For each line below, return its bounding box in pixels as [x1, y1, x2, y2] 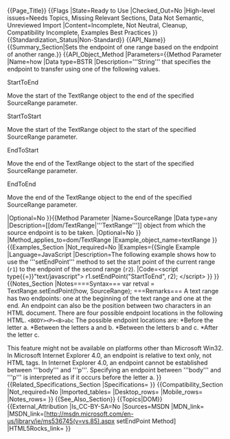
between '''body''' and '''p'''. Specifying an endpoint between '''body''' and [7, 366, 221, 374]
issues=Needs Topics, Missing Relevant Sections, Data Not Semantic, [7, 14, 204, 22]
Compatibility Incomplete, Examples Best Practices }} [7, 28, 158, 36]
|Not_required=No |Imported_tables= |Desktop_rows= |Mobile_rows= [7, 388, 203, 396]
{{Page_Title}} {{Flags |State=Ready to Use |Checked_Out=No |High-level [7, 7, 215, 14]
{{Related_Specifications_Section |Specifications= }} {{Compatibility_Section [7, 381, 223, 388]
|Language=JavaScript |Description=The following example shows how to [7, 251, 216, 258]
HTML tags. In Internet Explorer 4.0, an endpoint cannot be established [7, 359, 208, 367]
